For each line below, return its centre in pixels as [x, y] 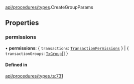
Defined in [16, 65]
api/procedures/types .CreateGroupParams [49, 7]
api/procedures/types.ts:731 [34, 76]
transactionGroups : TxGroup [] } [37, 53]
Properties [22, 23]
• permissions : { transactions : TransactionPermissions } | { [67, 48]
